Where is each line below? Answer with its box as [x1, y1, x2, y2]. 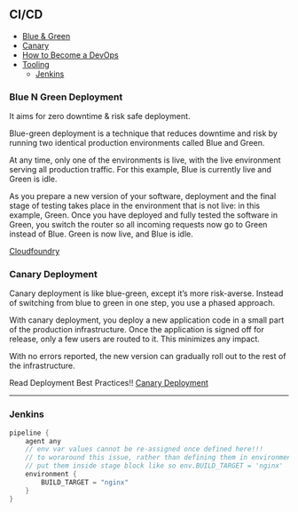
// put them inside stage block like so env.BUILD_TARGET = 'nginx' [25, 461, 284, 470]
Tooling [21, 59, 51, 69]
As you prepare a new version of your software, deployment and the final [9, 191, 277, 202]
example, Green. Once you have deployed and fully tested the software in [9, 210, 278, 220]
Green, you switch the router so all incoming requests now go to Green [9, 220, 268, 230]
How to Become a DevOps [21, 49, 119, 60]
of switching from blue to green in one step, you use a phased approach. [9, 298, 275, 308]
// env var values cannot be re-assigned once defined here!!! [25, 444, 264, 454]
